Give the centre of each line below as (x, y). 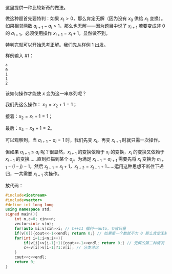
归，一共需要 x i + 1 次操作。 (34, 174)
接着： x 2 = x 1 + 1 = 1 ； (29, 117)
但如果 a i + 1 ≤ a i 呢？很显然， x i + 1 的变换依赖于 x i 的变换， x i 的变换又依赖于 (85, 152)
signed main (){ (21, 214)
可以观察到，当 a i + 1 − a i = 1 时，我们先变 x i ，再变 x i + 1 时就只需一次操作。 (84, 140)
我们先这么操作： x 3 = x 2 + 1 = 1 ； (41, 105)
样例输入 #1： (20, 56)
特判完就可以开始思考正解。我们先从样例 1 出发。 (57, 45)
